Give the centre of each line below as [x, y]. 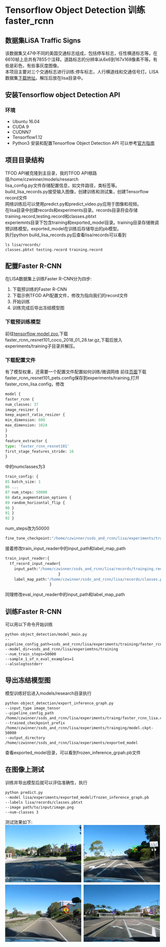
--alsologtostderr [24, 664]
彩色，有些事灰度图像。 [38, 65]
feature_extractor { [26, 441]
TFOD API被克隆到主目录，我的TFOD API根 [49, 173]
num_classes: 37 [22, 404]
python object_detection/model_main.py [46, 635]
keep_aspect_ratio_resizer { [35, 415]
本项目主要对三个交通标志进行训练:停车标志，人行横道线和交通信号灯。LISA [82, 72]
